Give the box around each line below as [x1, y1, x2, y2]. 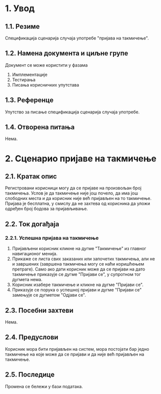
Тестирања [12, 76, 35, 83]
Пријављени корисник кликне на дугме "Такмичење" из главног [12, 246, 146, 251]
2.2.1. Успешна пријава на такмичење [5, 234, 99, 241]
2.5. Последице [5, 371, 55, 379]
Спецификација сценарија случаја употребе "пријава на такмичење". [5, 35, 149, 41]
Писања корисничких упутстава [12, 82, 79, 88]
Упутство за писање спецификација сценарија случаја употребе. [5, 109, 140, 115]
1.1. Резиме [5, 22, 40, 31]
